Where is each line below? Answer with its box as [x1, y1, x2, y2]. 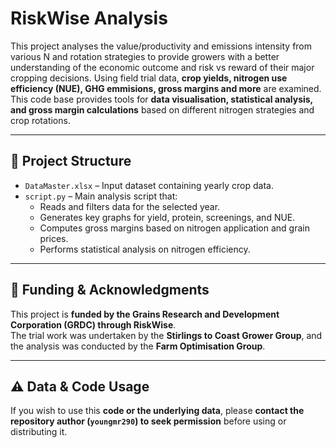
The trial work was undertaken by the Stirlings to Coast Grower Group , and [10, 329, 323, 341]
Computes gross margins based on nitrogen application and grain [39, 222, 310, 234]
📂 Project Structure [10, 153, 132, 170]
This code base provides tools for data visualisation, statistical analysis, [10, 93, 313, 105]
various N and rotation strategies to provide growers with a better [10, 50, 280, 62]
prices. [39, 232, 69, 244]
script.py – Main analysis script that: [24, 190, 178, 202]
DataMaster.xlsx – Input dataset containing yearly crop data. [24, 179, 274, 191]
